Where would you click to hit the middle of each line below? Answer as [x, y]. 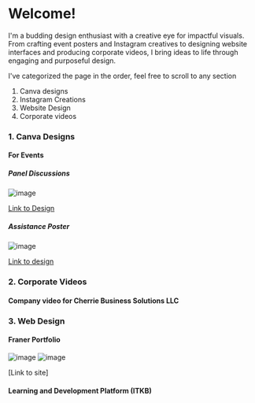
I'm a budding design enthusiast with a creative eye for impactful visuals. [126, 35]
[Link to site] [28, 373]
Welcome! [42, 14]
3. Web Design [37, 321]
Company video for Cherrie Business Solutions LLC [94, 301]
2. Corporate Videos [48, 282]
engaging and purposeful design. [62, 61]
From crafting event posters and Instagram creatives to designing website [128, 43]
